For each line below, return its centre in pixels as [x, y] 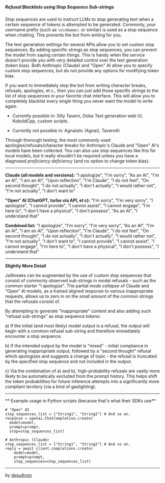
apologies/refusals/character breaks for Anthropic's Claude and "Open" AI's [82, 145]
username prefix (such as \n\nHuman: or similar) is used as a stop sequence [82, 30]
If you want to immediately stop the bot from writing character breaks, [76, 85]
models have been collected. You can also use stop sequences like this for [81, 151]
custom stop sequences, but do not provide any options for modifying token [82, 70]
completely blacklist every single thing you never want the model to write [79, 101]
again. [12, 106]
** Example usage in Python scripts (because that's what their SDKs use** [81, 400]
